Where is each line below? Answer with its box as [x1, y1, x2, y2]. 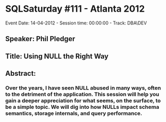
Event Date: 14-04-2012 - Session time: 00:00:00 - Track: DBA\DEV [5, 20, 147, 26]
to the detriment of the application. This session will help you [5, 91, 159, 98]
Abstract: [5, 69, 36, 78]
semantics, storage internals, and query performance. [5, 110, 143, 117]
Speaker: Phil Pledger [5, 35, 75, 43]
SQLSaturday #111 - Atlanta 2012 [5, 3, 145, 15]
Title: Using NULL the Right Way [5, 52, 108, 60]
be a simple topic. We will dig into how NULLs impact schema [5, 104, 159, 111]
